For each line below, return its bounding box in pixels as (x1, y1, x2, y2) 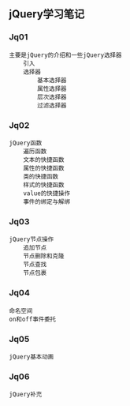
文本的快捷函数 (23, 156, 65, 164)
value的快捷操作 (23, 189, 70, 197)
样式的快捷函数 (23, 181, 65, 189)
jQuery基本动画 (9, 352, 54, 361)
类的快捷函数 (23, 172, 58, 180)
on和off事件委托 (9, 315, 57, 323)
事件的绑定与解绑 (23, 197, 70, 205)
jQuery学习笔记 (9, 7, 85, 21)
